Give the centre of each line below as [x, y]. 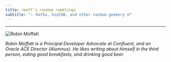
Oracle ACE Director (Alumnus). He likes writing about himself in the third [82, 49]
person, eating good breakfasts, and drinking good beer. [65, 54]
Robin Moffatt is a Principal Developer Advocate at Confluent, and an [78, 43]
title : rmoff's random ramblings [41, 10]
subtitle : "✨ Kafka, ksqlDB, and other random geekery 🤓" [69, 15]
